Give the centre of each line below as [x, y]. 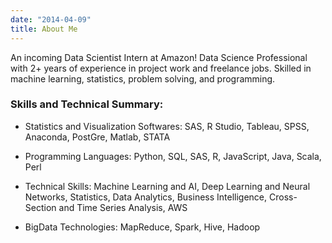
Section [40, 207]
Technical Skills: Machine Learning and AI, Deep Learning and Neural [167, 186]
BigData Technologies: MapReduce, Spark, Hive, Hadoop [142, 227]
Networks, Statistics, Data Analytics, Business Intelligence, [146, 197]
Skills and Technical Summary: [87, 104]
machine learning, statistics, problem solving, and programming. [143, 78]
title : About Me [44, 29]
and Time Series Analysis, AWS [123, 207]
